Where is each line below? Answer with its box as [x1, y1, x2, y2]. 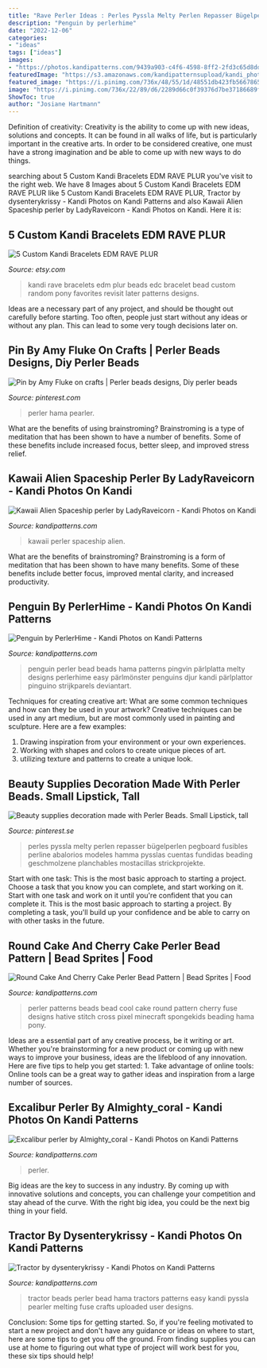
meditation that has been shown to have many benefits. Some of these [8, 560, 240, 569]
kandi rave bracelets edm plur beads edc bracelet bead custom [27, 280, 236, 289]
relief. [8, 448, 27, 458]
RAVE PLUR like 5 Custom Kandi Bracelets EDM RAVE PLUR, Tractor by [8, 188, 241, 198]
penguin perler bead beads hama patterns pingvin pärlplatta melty [27, 665, 246, 674]
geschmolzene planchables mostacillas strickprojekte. [27, 858, 206, 868]
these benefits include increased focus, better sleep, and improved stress [8, 440, 250, 450]
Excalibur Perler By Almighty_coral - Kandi [8, 1101, 222, 1114]
